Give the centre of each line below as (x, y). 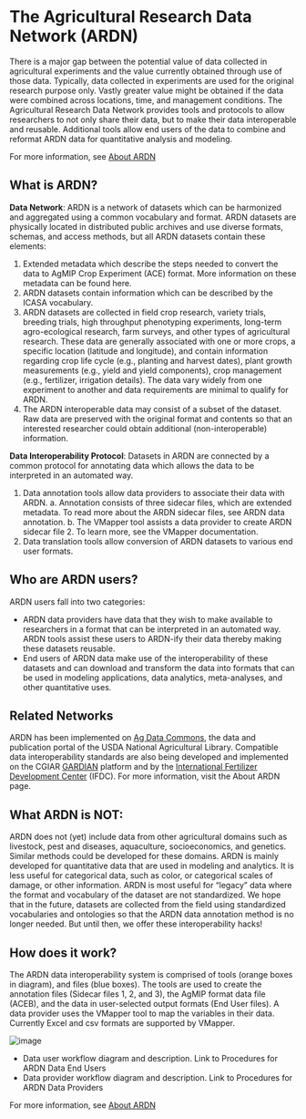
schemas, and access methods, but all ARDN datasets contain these (138, 236)
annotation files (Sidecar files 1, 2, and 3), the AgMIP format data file (138, 994)
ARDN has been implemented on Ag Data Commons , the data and (133, 738)
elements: (28, 246)
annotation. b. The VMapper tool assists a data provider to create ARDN (157, 522)
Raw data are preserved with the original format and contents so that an (158, 419)
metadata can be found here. (77, 283)
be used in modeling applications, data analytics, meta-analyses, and (153, 678)
